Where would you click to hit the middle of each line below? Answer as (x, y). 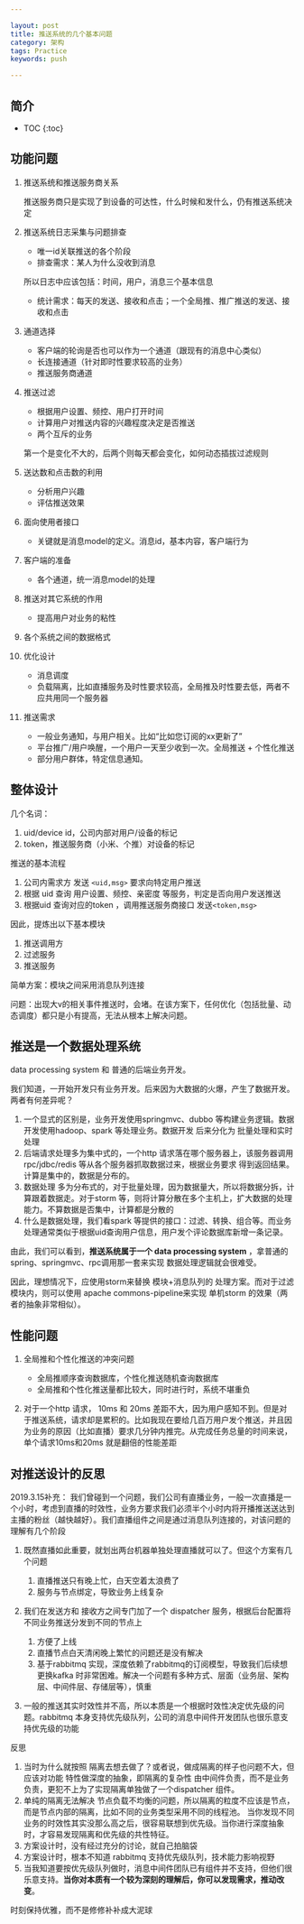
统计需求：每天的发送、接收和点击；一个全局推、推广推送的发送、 (159, 301)
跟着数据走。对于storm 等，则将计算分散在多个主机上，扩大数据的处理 (161, 1198)
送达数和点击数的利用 (63, 472)
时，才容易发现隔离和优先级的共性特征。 (98, 1834)
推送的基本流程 (38, 863)
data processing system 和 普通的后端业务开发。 (101, 1069)
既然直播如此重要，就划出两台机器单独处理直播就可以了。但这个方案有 (154, 1550)
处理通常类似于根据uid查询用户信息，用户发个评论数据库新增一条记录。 (156, 1232)
